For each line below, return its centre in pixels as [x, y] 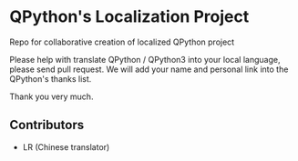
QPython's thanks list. [51, 78]
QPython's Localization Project [129, 17]
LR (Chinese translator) [66, 146]
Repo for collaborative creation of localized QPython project [122, 42]
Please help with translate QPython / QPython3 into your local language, [145, 59]
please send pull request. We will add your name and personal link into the [149, 69]
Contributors [47, 125]
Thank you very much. [51, 96]
